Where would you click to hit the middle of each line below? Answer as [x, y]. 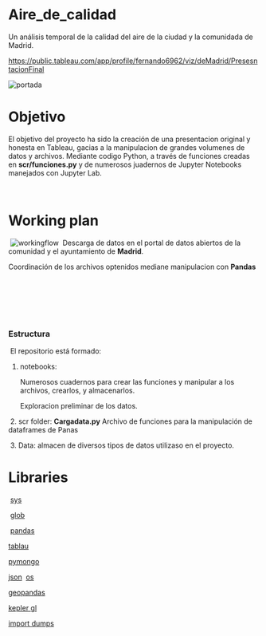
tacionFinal [26, 69]
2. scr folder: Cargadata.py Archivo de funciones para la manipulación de [131, 421]
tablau [19, 546]
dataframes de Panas [43, 430]
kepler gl [23, 608]
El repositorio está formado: [56, 351]
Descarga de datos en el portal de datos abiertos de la [152, 243]
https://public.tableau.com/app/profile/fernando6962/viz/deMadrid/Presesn [133, 61]
